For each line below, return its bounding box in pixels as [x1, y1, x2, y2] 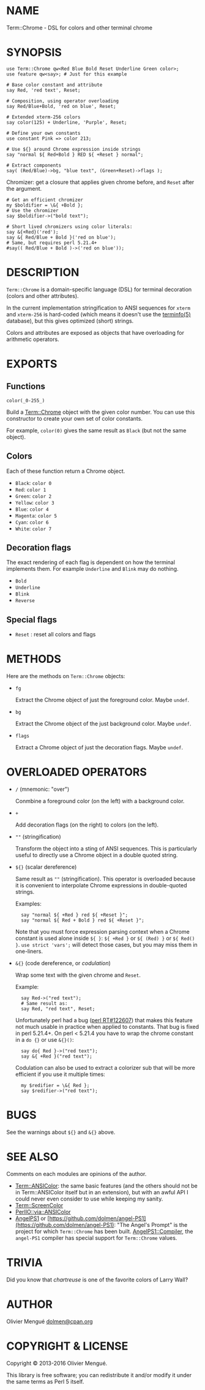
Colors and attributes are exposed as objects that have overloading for [6, 329, 185, 336]
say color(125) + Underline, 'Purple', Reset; [6, 119, 127, 126]
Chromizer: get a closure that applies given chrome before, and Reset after [6, 178, 195, 186]
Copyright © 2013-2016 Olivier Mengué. [6, 1359, 108, 1367]
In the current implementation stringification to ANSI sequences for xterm [6, 304, 191, 311]
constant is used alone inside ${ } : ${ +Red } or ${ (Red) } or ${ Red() [15, 934, 195, 942]
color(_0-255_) [6, 397, 45, 403]
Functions [6, 381, 46, 392]
